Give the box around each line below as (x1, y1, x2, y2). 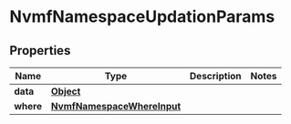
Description (190, 70, 242, 82)
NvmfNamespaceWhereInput (50, 100, 182, 112)
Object (50, 85, 81, 98)
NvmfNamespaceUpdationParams (9, 6, 275, 27)
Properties (9, 43, 71, 58)
